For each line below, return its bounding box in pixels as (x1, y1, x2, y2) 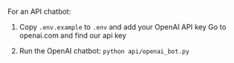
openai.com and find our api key (18, 31, 126, 40)
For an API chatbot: (7, 7, 72, 16)
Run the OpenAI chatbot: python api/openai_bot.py (18, 46, 190, 55)
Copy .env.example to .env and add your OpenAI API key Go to (18, 22, 227, 31)
